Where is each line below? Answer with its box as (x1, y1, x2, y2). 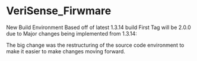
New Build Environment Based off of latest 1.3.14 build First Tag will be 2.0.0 (6, 24, 191, 31)
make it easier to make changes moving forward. (6, 47, 126, 54)
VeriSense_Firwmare (6, 4, 112, 18)
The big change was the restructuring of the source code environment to (6, 41, 185, 49)
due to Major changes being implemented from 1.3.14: (6, 30, 138, 37)
